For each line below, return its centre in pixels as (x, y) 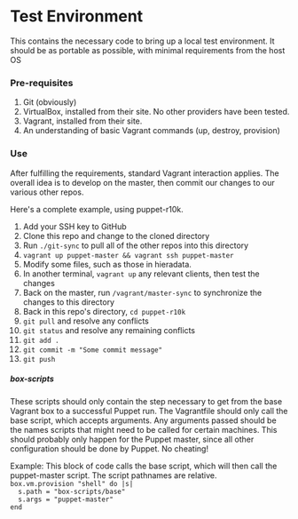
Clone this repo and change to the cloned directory (116, 236)
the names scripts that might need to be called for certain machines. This (144, 429)
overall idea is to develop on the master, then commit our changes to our (142, 182)
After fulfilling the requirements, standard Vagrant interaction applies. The (145, 173)
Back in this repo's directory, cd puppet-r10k (104, 311)
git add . (41, 340)
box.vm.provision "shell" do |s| (72, 483)
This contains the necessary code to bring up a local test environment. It (142, 41)
